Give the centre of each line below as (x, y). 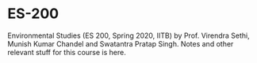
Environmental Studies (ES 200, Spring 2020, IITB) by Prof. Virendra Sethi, (129, 35)
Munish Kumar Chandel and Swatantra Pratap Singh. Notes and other (121, 43)
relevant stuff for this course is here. (67, 52)
